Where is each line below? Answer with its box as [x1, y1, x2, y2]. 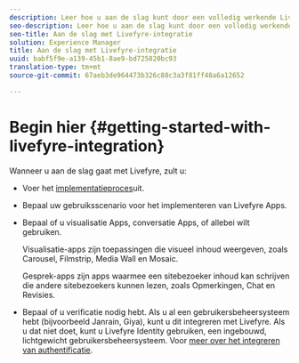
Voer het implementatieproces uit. [21, 182, 145, 193]
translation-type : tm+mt [9, 63, 101, 72]
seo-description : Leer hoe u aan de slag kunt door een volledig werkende [9, 21, 293, 30]
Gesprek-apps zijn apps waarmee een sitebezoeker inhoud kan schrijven [21, 270, 290, 281]
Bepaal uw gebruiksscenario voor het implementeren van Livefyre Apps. [21, 199, 287, 210]
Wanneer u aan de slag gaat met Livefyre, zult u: [9, 165, 187, 176]
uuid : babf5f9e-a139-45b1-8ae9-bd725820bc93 [9, 54, 177, 63]
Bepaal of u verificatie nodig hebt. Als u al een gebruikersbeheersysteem [21, 306, 290, 317]
